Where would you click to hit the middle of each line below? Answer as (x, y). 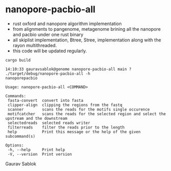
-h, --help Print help (36, 149)
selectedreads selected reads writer (49, 123)
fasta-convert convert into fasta (45, 100)
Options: (15, 145)
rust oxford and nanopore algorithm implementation (67, 24)
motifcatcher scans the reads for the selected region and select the (87, 114)
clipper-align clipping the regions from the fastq (65, 105)
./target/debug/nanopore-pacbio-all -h (48, 73)
